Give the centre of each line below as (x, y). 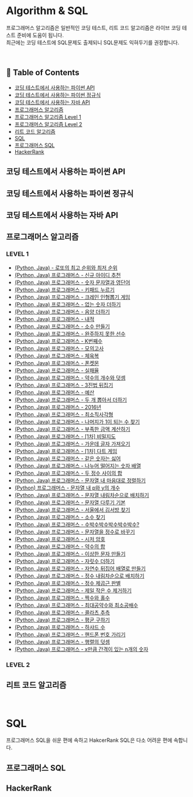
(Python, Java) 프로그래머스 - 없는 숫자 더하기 (68, 304)
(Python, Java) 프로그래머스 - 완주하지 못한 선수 (70, 333)
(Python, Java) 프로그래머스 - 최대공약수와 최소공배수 (76, 605)
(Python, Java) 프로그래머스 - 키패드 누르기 (65, 289)
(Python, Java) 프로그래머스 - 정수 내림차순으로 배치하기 (79, 576)
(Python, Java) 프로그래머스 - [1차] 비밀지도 (65, 436)
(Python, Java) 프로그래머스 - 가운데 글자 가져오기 (72, 444)
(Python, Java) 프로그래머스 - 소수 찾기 (60, 517)
